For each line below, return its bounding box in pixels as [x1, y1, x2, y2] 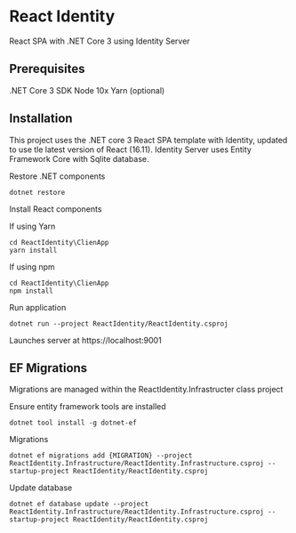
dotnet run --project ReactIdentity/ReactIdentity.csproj [9, 319, 228, 328]
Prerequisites [9, 61, 85, 77]
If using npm [9, 261, 55, 272]
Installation [9, 111, 73, 126]
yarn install [9, 246, 58, 254]
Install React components [9, 203, 102, 214]
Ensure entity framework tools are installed [9, 401, 166, 412]
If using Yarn [9, 221, 56, 231]
